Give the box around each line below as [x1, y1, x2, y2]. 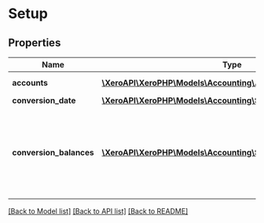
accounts [12, 78, 49, 88]
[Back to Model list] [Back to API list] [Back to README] [8, 207, 189, 216]
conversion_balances [12, 147, 94, 158]
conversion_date [12, 95, 76, 106]
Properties [8, 36, 61, 49]
